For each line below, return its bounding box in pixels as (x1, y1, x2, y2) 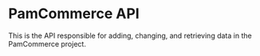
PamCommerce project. (8, 39, 86, 48)
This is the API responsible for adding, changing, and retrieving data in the (8, 31, 253, 40)
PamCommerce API (8, 5, 140, 23)
